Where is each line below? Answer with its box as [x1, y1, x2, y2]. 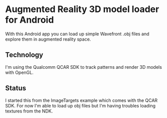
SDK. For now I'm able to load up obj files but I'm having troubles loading [5, 102, 156, 108]
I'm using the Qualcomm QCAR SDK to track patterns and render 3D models [5, 64, 162, 70]
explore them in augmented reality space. [5, 36, 91, 42]
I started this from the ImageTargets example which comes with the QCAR [5, 97, 158, 103]
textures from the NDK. [5, 108, 53, 114]
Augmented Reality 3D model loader [5, 4, 159, 15]
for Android [5, 14, 54, 26]
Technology [5, 51, 44, 59]
